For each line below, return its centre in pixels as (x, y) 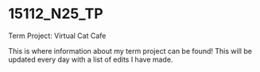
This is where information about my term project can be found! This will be (130, 51)
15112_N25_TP (56, 14)
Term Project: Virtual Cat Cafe (57, 36)
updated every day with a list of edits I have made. (91, 59)
